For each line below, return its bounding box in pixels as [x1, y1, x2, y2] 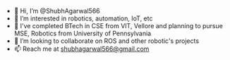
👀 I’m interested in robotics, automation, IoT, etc [13, 14, 153, 23]
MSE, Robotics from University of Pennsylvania [13, 29, 152, 37]
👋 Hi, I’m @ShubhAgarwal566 [13, 7, 100, 15]
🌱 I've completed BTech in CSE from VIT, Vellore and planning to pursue [13, 22, 224, 30]
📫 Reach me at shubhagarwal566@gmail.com [13, 44, 150, 53]
